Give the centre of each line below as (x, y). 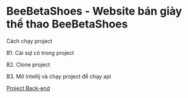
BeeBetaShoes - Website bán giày (94, 11)
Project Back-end (28, 88)
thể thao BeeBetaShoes (67, 24)
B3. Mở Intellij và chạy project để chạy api (59, 76)
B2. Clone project (28, 65)
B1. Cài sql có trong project (40, 52)
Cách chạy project (30, 41)
